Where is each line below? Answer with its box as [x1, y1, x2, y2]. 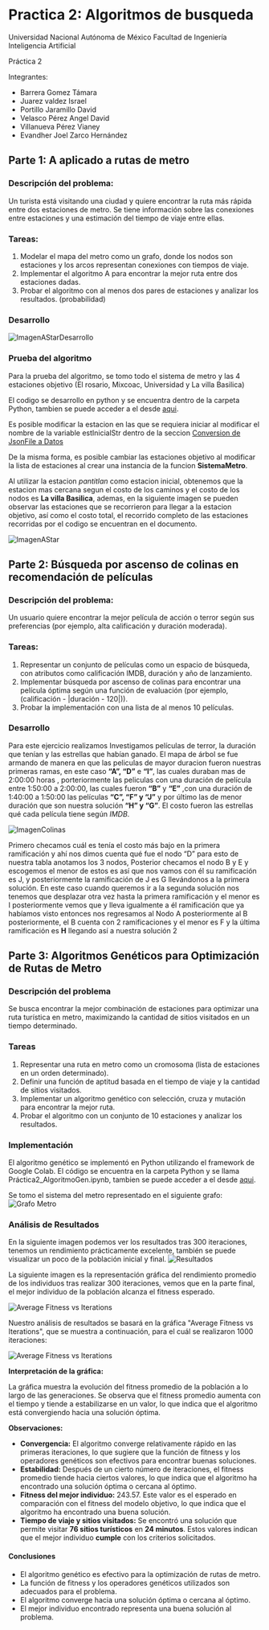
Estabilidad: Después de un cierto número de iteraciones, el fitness [19, 1464, 244, 1474]
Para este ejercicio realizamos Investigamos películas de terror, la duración [8, 740, 256, 750]
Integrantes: [8, 72, 48, 81]
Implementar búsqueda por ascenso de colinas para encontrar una [19, 677, 241, 686]
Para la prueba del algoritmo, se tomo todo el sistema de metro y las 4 [8, 371, 241, 381]
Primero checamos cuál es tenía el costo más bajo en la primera [8, 840, 221, 850]
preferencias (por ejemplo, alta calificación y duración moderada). [8, 621, 227, 631]
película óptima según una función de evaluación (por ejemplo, [19, 685, 229, 695]
